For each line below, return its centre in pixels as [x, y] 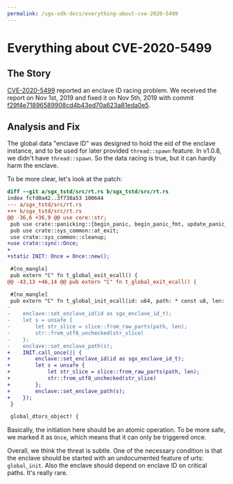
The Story [29, 74]
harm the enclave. [33, 166]
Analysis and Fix [44, 127]
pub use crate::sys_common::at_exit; [64, 231]
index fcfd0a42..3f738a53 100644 [55, 199]
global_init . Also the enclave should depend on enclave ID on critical [107, 465]
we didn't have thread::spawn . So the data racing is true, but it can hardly [112, 158]
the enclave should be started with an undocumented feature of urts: [105, 458]
